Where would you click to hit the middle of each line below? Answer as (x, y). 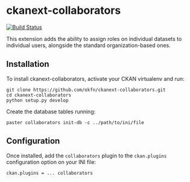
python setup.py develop (37, 100)
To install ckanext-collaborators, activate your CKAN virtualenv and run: (96, 78)
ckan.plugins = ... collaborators (50, 173)
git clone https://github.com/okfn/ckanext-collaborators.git (86, 90)
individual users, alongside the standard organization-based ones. (88, 45)
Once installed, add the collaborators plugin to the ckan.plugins (87, 155)
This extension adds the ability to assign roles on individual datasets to (94, 39)
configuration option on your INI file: (51, 162)
